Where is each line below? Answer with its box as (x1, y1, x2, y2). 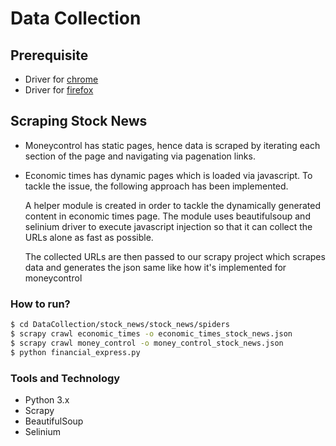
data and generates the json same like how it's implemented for (24, 261, 287, 273)
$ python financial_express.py (10, 347, 141, 357)
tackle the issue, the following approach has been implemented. (24, 180, 289, 192)
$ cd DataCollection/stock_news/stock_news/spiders (10, 320, 230, 330)
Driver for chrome (24, 73, 99, 85)
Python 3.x (24, 393, 70, 406)
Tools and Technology (10, 371, 121, 385)
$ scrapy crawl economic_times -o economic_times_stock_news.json (10, 328, 293, 339)
